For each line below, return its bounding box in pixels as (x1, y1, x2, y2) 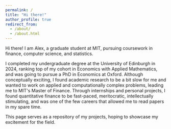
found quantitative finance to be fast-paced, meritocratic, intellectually (5, 93, 154, 99)
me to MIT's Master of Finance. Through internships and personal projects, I (5, 88, 166, 93)
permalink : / (5, 7, 33, 13)
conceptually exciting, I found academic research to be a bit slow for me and (5, 77, 166, 83)
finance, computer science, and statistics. (5, 50, 93, 57)
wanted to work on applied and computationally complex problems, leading (5, 82, 164, 88)
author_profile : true (5, 17, 52, 22)
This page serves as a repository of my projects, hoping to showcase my (5, 114, 158, 120)
